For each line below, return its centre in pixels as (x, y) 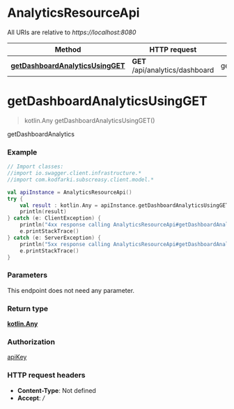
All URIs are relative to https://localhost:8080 (72, 32)
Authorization (31, 342)
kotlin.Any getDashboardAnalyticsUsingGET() (89, 120)
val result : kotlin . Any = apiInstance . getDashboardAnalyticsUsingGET (124, 205)
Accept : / (31, 398)
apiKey (17, 357)
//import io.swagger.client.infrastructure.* (74, 173)
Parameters (27, 275)
